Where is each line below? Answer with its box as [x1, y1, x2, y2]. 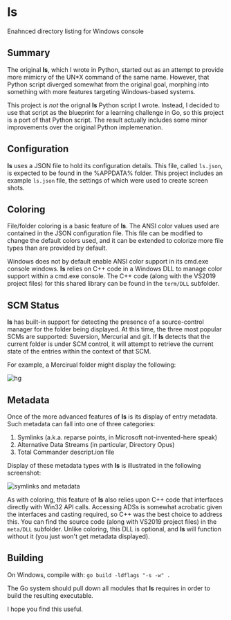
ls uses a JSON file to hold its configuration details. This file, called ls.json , [7, 161, 223, 170]
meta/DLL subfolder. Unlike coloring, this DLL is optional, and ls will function [7, 525, 222, 533]
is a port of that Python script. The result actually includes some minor [7, 116, 207, 124]
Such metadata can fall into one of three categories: [7, 420, 156, 428]
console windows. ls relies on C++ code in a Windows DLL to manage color [7, 264, 223, 273]
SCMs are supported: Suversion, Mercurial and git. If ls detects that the [7, 333, 210, 341]
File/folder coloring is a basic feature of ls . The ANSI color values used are [7, 222, 220, 230]
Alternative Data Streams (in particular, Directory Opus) [17, 441, 175, 448]
